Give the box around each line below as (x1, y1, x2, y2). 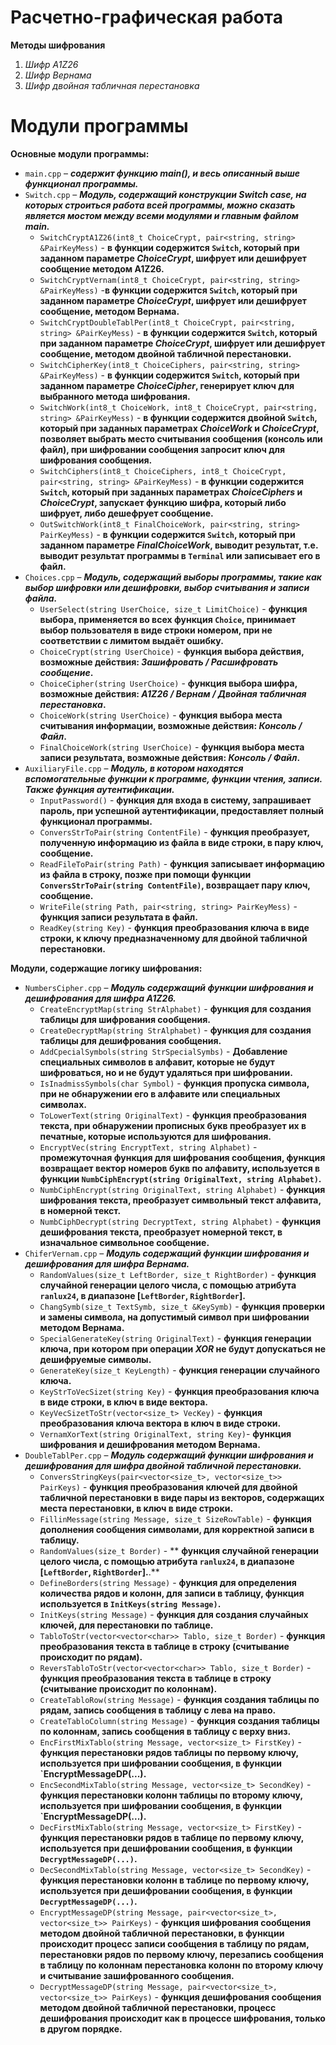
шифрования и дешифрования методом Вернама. (39, 1438, 261, 1450)
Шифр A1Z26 (24, 58, 79, 70)
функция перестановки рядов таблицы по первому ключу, (39, 1746, 299, 1758)
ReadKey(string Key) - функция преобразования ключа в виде (39, 921, 310, 933)
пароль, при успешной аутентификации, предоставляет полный (39, 804, 324, 816)
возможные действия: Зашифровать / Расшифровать (39, 656, 279, 668)
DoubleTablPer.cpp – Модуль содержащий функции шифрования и (24, 1449, 314, 1461)
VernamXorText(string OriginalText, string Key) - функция (39, 1427, 292, 1440)
